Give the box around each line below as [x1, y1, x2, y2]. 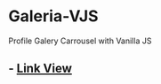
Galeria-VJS [8, 6, 99, 27]
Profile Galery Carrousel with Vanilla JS [8, 35, 152, 46]
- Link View [8, 61, 73, 76]
